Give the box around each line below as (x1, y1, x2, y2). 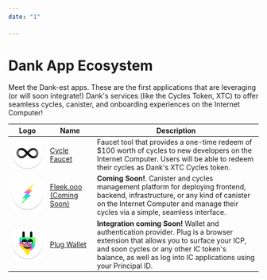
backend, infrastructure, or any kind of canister (96, 191, 250, 200)
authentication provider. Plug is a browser (96, 227, 234, 236)
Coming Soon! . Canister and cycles (96, 173, 214, 183)
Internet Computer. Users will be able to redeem (96, 154, 254, 164)
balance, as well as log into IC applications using (96, 252, 255, 262)
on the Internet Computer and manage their (96, 199, 238, 208)
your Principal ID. (96, 261, 153, 270)
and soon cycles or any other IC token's (96, 243, 226, 254)
